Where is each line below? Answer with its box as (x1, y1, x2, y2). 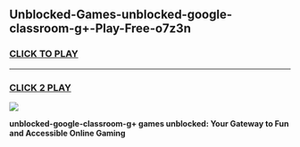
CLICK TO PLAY (9, 48, 79, 61)
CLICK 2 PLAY (9, 81, 71, 94)
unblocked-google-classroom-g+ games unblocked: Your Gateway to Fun (9, 118, 289, 128)
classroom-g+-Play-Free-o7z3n (9, 21, 192, 37)
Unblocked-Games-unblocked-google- (9, 7, 233, 22)
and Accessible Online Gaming (9, 127, 126, 138)
